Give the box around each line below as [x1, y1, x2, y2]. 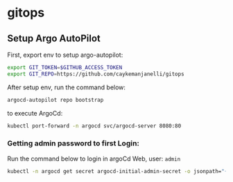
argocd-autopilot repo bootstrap [7, 96, 104, 103]
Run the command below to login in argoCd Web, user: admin [7, 154, 181, 163]
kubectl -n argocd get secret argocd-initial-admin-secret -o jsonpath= [7, 167, 222, 174]
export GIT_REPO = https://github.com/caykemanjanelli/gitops [7, 71, 185, 78]
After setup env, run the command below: [7, 83, 126, 91]
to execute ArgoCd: [7, 109, 63, 117]
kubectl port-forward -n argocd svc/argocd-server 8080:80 [7, 122, 182, 129]
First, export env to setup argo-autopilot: [7, 51, 123, 59]
